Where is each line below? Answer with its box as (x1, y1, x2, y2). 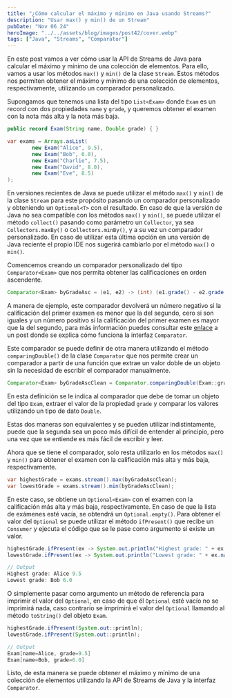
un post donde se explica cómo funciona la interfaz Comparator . (7, 331, 188, 339)
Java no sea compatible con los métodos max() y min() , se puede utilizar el (7, 211, 221, 220)
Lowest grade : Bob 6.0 (7, 577, 72, 584)
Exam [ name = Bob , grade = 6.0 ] (7, 657, 85, 663)
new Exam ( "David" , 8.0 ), (32, 164, 104, 171)
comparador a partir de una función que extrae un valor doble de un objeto (7, 359, 221, 367)
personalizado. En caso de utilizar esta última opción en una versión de (7, 233, 210, 242)
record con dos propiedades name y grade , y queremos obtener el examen (7, 105, 216, 113)
